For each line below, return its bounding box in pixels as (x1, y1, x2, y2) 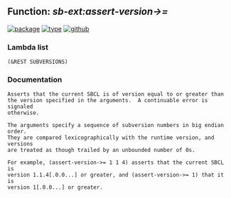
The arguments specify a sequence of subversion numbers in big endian (7, 122, 224, 129)
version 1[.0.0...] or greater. (7, 184, 103, 191)
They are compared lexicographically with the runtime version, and (7, 134, 215, 141)
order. (7, 128, 27, 136)
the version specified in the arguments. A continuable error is (7, 97, 208, 104)
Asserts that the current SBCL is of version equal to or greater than (7, 91, 224, 98)
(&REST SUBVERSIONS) (7, 58, 69, 66)
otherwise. (7, 109, 40, 116)
